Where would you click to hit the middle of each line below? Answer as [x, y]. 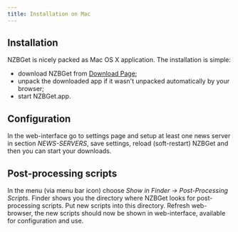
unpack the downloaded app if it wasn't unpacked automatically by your [124, 81]
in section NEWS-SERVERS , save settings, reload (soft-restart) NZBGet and [118, 144]
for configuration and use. [46, 221]
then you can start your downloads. [59, 151]
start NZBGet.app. [44, 96]
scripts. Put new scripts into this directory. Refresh [116, 206]
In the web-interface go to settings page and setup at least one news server [119, 136]
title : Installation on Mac [49, 14]
